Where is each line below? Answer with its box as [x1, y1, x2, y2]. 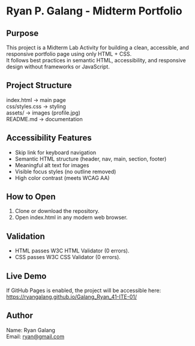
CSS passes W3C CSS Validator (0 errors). [14, 254, 121, 261]
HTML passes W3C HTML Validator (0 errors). [14, 247, 130, 254]
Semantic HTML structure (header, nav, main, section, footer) [14, 155, 167, 163]
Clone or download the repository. [14, 207, 100, 215]
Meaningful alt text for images [14, 161, 89, 169]
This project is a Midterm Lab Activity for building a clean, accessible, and [6, 44, 189, 51]
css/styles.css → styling [6, 103, 66, 110]
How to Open [6, 192, 56, 202]
